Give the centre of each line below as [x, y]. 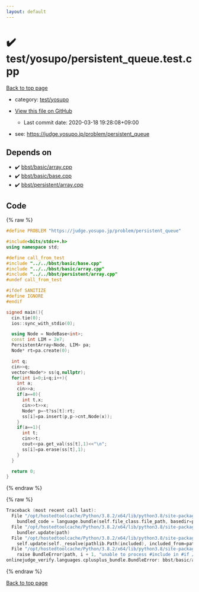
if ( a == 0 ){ [29, 394]
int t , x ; [33, 400]
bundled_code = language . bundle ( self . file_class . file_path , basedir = [105, 522]
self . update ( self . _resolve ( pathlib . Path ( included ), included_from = [102, 543]
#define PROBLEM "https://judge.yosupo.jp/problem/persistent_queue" [94, 231]
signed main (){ [25, 312]
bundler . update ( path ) [43, 532]
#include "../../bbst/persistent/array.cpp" [62, 274]
